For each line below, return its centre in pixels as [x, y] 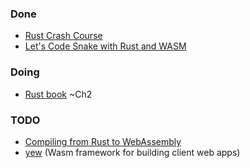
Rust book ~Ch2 [58, 94]
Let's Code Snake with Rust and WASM [105, 46]
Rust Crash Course [63, 36]
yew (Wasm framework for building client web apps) [132, 152]
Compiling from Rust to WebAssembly [103, 141]
